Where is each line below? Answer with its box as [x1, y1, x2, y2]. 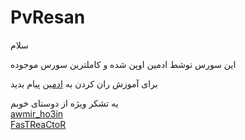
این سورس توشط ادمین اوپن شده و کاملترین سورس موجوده [10, 58, 237, 70]
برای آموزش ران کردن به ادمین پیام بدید [10, 77, 158, 90]
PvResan [10, 6, 86, 29]
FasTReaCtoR [10, 118, 67, 130]
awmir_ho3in [10, 107, 64, 120]
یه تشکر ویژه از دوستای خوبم [10, 97, 119, 109]
